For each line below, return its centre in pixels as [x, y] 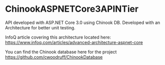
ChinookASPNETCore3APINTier [72, 9]
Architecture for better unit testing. [40, 27]
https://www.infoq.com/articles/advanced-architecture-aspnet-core [74, 42]
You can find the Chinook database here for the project [61, 52]
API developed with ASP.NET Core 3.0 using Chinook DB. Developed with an [83, 22]
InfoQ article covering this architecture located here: [58, 37]
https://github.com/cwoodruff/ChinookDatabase [54, 57]
